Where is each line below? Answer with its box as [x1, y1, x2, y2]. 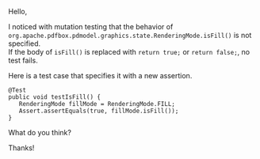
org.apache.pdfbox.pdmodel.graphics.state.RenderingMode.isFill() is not [8, 31, 252, 40]
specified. [8, 39, 41, 48]
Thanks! [8, 143, 35, 153]
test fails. [8, 55, 38, 65]
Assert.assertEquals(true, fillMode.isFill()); [18, 107, 179, 115]
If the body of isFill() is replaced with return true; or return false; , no [8, 47, 250, 56]
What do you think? [8, 128, 71, 137]
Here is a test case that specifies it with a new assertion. [8, 71, 193, 80]
